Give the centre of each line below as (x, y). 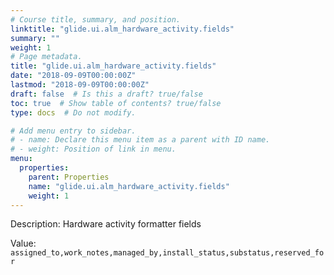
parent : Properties (69, 177)
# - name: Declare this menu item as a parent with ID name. (140, 140)
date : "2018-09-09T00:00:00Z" (73, 76)
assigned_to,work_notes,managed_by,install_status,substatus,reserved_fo (167, 253)
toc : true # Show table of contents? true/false (116, 103)
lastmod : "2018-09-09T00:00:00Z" (80, 85)
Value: (23, 243)
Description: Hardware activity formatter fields (106, 224)
